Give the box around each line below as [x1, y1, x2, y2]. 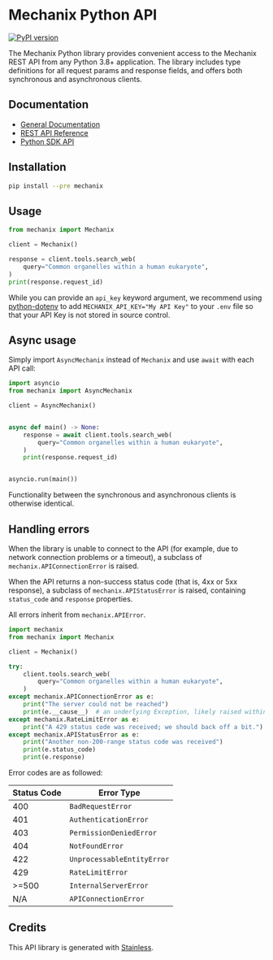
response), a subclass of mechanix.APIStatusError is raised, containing [8, 585, 246, 595]
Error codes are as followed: [8, 768, 103, 777]
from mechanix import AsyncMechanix [8, 387, 132, 395]
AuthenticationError [69, 815, 149, 824]
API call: [8, 363, 37, 373]
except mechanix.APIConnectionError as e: [8, 693, 154, 701]
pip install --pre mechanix [8, 181, 104, 190]
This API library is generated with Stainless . [8, 942, 154, 952]
